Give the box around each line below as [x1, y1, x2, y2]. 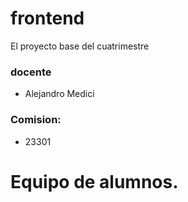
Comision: [10, 113, 62, 127]
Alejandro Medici [24, 88, 95, 100]
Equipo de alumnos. [10, 170, 179, 193]
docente [10, 65, 52, 79]
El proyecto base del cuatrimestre [10, 40, 150, 52]
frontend [10, 7, 85, 30]
